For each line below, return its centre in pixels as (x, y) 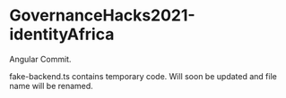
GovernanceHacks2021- (102, 16)
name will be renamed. (52, 86)
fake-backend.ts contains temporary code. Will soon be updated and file (143, 76)
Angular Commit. (40, 59)
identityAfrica (62, 34)
